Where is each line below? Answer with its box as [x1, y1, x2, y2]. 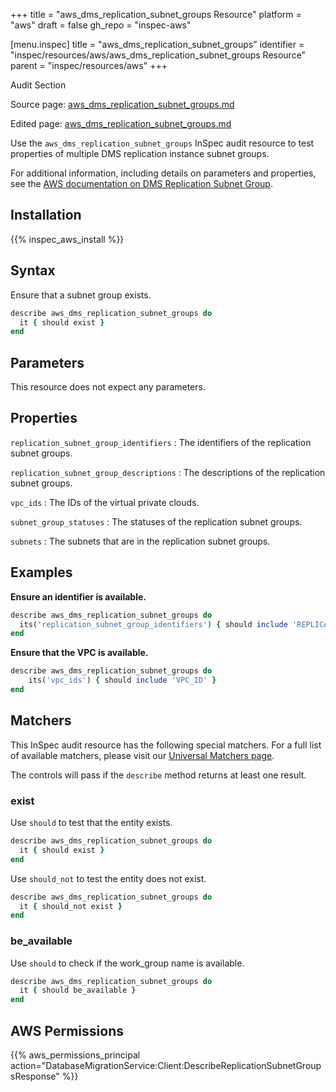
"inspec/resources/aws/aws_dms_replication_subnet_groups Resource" [10, 49, 307, 61]
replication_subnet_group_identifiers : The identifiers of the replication [10, 436, 312, 448]
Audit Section [10, 79, 67, 91]
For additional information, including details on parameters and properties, [10, 167, 317, 179]
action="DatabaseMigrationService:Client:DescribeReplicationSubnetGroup [10, 1060, 322, 1072]
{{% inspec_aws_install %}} [10, 233, 125, 245]
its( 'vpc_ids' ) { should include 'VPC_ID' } [28, 675, 217, 686]
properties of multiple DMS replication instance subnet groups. [10, 148, 270, 159]
